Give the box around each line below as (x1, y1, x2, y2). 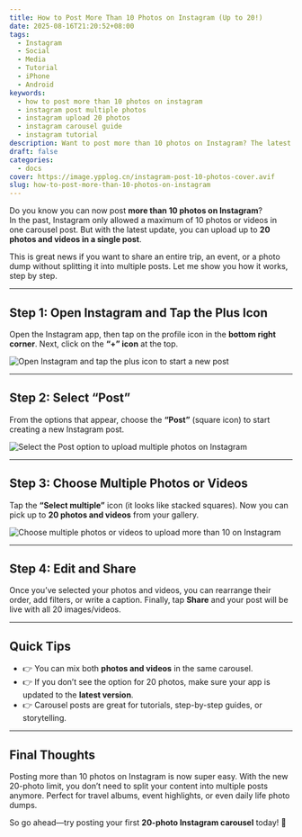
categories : (9, 155, 54, 165)
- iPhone (17, 72, 50, 81)
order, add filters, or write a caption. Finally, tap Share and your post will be (9, 595, 289, 606)
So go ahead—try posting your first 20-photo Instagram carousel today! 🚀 (9, 817, 287, 828)
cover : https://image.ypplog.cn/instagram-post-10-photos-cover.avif (9, 172, 276, 181)
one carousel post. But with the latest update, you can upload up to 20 (9, 224, 271, 235)
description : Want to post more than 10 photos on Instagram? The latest (9, 139, 292, 148)
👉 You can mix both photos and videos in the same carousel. (22, 663, 253, 674)
